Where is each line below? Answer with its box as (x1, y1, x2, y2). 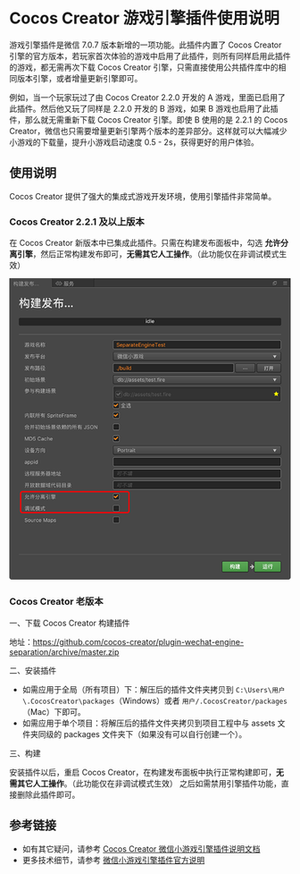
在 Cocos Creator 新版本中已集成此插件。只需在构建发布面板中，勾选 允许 (9, 238, 281, 249)
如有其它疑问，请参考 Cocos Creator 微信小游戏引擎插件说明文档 (21, 843, 261, 854)
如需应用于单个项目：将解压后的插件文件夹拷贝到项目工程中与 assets (21, 717, 276, 728)
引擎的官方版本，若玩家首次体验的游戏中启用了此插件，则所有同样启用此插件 (9, 50, 291, 61)
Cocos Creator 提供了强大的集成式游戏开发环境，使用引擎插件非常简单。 (9, 191, 277, 201)
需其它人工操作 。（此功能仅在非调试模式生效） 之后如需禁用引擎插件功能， (9, 777, 281, 788)
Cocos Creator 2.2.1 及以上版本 (9, 216, 145, 228)
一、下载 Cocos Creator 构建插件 (9, 617, 130, 628)
